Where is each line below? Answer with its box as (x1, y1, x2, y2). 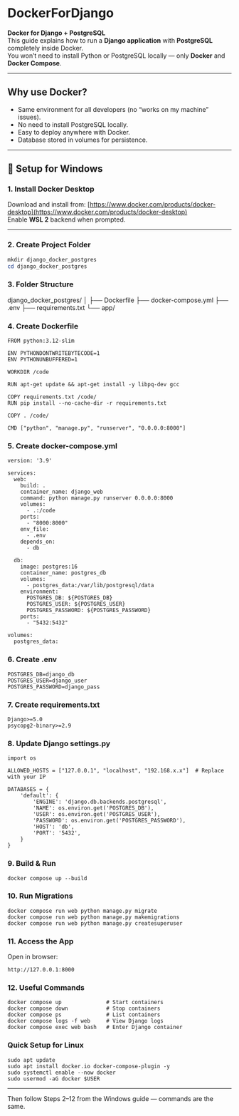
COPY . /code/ (7, 412, 50, 420)
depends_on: (20, 538, 55, 546)
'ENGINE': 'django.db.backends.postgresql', (33, 798, 167, 806)
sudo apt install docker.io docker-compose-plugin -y (7, 1063, 171, 1070)
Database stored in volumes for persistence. (17, 135, 148, 144)
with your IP (7, 773, 46, 781)
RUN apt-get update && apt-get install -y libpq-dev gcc (7, 381, 180, 388)
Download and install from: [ (7, 200, 90, 209)
